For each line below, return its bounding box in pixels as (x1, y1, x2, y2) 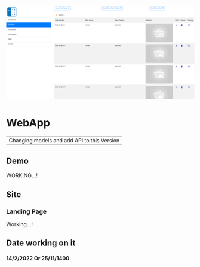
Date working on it (6, 238, 76, 248)
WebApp (6, 116, 51, 130)
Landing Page (6, 207, 47, 216)
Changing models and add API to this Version (8, 136, 120, 144)
